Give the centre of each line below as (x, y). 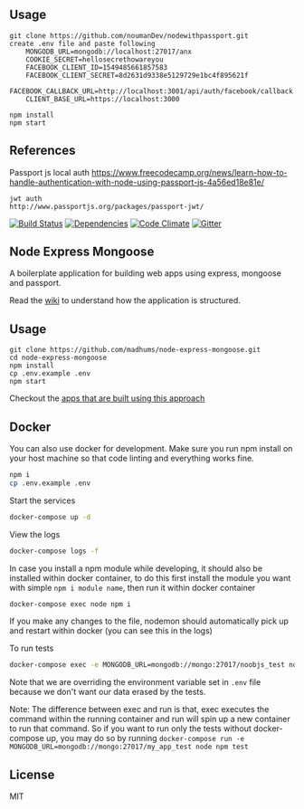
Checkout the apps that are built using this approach (107, 398)
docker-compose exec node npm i (70, 604)
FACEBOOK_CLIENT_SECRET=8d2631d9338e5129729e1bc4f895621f (137, 75)
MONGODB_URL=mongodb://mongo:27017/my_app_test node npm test (129, 747)
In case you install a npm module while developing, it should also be (136, 568)
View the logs (35, 534)
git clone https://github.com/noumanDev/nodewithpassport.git (129, 35)
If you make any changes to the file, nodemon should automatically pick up (149, 621)
